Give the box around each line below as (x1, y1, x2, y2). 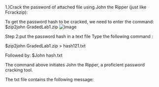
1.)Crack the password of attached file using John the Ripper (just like (5, 4, 147, 10)
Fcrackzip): (5, 9, 28, 15)
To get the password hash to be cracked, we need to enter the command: (5, 19, 154, 24)
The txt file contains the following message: (5, 77, 94, 82)
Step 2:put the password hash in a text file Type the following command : (5, 34, 154, 39)
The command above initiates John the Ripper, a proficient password (5, 62, 145, 67)
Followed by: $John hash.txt (5, 52, 63, 58)
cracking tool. (5, 67, 33, 73)
